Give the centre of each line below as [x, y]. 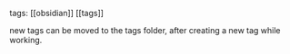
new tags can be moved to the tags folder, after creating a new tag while [145, 30]
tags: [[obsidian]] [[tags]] [57, 13]
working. [26, 40]
